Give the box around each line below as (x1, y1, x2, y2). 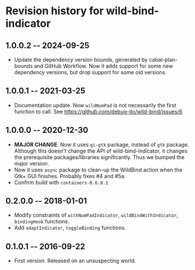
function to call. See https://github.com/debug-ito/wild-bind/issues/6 (14, 108, 183, 115)
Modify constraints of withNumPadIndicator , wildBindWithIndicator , (14, 212, 178, 219)
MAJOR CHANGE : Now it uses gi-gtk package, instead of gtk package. (14, 141, 190, 148)
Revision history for (5, 4, 104, 18)
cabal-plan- (149, 56, 178, 63)
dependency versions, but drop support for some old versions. (14, 69, 167, 75)
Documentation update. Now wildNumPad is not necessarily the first (14, 101, 177, 109)
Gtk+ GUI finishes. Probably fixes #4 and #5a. (14, 172, 126, 179)
